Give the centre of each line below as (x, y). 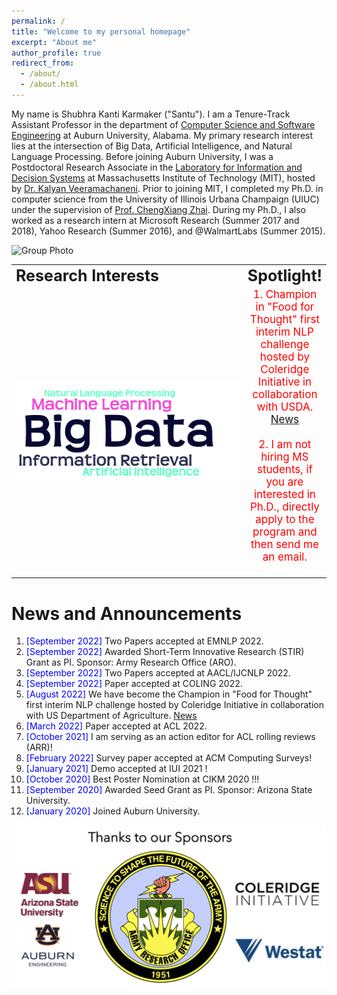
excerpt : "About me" (54, 42)
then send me (284, 544)
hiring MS (284, 457)
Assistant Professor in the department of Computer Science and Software (163, 124)
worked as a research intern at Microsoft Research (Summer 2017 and (155, 220)
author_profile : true (56, 53)
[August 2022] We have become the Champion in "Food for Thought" (169, 694)
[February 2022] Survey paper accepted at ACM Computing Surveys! (169, 758)
